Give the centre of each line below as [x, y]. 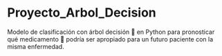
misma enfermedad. [36, 46]
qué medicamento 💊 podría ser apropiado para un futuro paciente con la [110, 39]
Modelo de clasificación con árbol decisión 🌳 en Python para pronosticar [111, 32]
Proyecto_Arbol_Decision [82, 13]
